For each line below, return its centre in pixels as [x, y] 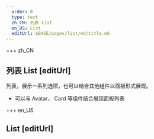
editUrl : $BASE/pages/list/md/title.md [61, 34]
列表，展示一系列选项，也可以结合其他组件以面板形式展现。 [79, 86]
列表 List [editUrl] [38, 71]
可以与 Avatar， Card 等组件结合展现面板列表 [70, 98]
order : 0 [22, 12]
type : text [25, 17]
